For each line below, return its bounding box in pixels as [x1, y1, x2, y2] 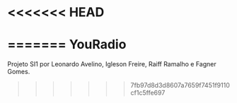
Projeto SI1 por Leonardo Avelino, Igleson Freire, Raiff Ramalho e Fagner [7, 60, 217, 68]
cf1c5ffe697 [130, 89, 166, 97]
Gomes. [7, 68, 30, 76]
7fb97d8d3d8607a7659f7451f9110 [130, 81, 230, 90]
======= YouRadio [7, 37, 127, 53]
